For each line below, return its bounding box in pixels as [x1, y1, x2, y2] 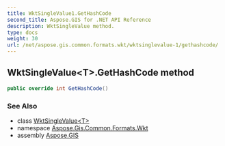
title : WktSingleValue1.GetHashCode [7, 10, 111, 17]
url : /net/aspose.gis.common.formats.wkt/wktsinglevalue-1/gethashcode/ [7, 42, 219, 48]
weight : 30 [7, 35, 38, 42]
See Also [7, 101, 38, 111]
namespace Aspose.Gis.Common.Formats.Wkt [16, 123, 148, 132]
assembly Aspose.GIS [16, 131, 79, 139]
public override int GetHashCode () [7, 85, 109, 92]
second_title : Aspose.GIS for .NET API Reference [7, 16, 152, 23]
